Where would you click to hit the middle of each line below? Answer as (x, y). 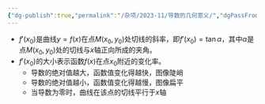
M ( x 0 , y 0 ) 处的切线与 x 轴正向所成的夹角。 (91, 51)
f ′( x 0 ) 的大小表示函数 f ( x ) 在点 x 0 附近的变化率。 (92, 62)
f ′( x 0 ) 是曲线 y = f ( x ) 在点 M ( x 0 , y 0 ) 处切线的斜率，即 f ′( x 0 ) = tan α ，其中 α (133, 40)
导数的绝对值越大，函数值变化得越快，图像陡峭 (107, 72)
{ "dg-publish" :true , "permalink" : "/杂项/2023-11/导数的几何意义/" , (114, 15)
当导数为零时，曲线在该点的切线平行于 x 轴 (98, 92)
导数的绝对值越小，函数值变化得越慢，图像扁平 (107, 83)
